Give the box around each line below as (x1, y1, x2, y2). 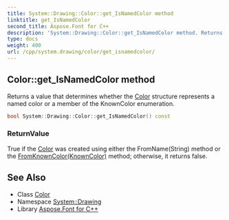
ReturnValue (7, 129, 50, 138)
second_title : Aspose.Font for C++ (7, 23, 109, 30)
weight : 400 (7, 42, 41, 49)
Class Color (17, 190, 50, 198)
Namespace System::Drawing (17, 197, 102, 206)
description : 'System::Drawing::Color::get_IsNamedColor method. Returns (7, 29, 223, 36)
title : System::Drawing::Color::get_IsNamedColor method (7, 10, 174, 17)
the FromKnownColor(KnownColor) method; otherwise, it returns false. (7, 152, 208, 160)
